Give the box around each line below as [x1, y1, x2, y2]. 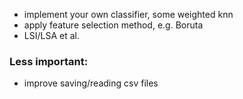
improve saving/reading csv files [23, 77, 159, 89]
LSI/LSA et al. [23, 30, 80, 41]
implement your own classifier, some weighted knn [23, 9, 234, 20]
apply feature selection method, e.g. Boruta [23, 19, 204, 31]
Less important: [9, 54, 89, 68]
